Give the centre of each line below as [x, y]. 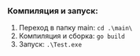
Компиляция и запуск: [53, 11]
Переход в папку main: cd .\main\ [76, 28]
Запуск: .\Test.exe [50, 44]
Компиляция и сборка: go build [72, 36]
